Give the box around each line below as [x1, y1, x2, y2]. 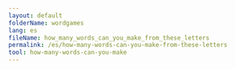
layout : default [8, 11, 63, 20]
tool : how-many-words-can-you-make [8, 48, 128, 56]
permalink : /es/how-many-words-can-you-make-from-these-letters [8, 41, 228, 49]
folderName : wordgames [8, 19, 84, 27]
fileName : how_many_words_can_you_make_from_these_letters [8, 33, 210, 42]
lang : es [8, 26, 38, 34]
